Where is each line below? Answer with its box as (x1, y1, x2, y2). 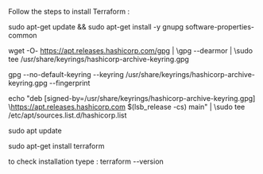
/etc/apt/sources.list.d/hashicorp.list (8, 110, 127, 120)
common (8, 31, 37, 40)
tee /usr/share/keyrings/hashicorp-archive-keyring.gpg (8, 55, 189, 64)
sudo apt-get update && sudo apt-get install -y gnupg (8, 22, 184, 31)
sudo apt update (8, 126, 62, 135)
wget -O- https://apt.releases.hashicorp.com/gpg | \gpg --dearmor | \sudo (8, 46, 253, 55)
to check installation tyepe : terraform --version (8, 157, 164, 166)
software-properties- (185, 22, 255, 31)
